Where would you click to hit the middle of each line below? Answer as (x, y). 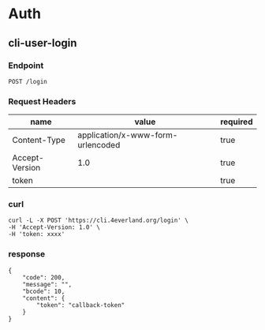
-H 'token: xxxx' (37, 234)
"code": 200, (44, 277)
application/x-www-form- (128, 135)
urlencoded (99, 145)
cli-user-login (43, 43)
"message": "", (47, 284)
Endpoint (26, 66)
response (27, 254)
